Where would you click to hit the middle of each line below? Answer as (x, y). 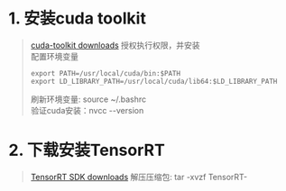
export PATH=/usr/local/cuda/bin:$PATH (106, 73)
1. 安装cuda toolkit (77, 18)
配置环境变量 (54, 56)
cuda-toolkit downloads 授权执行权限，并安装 (115, 45)
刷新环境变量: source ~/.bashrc (88, 99)
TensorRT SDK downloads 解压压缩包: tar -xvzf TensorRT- (139, 177)
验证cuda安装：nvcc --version (87, 110)
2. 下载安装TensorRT (87, 150)
